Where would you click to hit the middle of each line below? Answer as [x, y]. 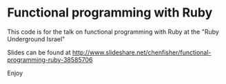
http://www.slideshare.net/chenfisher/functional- [142, 52]
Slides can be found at [39, 52]
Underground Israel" [36, 39]
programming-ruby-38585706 [50, 59]
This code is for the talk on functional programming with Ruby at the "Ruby [113, 32]
